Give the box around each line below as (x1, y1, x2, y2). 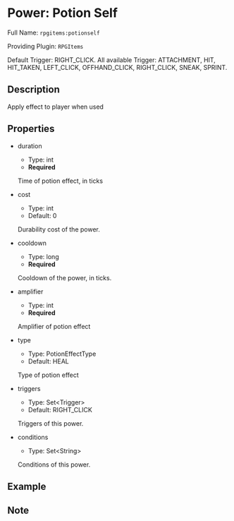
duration (17, 141, 42, 150)
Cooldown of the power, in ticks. (17, 273, 112, 282)
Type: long (27, 252, 59, 260)
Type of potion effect (17, 371, 79, 379)
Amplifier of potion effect (17, 322, 91, 330)
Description (7, 83, 60, 96)
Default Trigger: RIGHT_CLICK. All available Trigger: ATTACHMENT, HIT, (7, 55, 216, 64)
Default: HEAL (27, 357, 69, 365)
